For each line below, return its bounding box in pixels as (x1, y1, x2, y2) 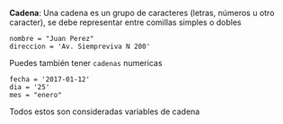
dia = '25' (9, 83, 50, 92)
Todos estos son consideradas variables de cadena (9, 106, 200, 117)
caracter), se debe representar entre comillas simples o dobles (9, 17, 242, 28)
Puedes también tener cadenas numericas (9, 58, 164, 68)
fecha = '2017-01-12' (9, 75, 91, 84)
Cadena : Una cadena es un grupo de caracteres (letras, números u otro (9, 8, 275, 18)
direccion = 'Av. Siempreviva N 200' (9, 42, 151, 51)
